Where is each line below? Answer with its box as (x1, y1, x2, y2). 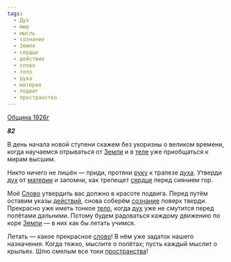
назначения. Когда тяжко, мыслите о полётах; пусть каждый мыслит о (7, 240, 217, 247)
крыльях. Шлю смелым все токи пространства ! (7, 247, 148, 255)
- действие (13, 56, 45, 63)
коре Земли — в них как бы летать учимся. (7, 219, 136, 227)
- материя (13, 81, 42, 88)
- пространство (13, 95, 58, 101)
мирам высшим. (7, 155, 56, 163)
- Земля (13, 42, 36, 49)
